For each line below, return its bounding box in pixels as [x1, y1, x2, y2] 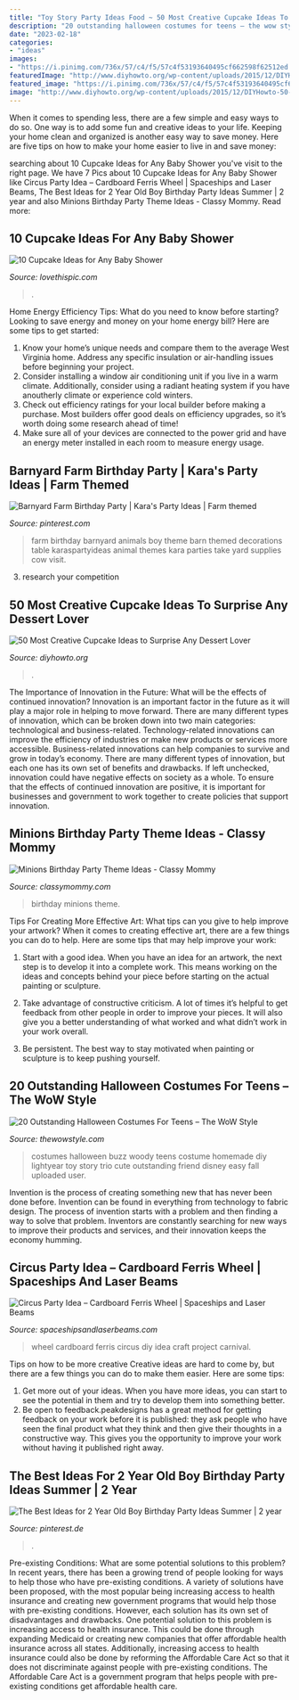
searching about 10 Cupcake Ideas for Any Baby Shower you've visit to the [9, 158, 283, 168]
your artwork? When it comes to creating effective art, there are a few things [9, 924, 290, 936]
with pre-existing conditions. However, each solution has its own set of [9, 1606, 269, 1616]
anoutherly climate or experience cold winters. [21, 390, 193, 401]
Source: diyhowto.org [9, 652, 89, 662]
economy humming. [9, 1234, 83, 1244]
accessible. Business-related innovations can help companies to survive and [9, 743, 290, 754]
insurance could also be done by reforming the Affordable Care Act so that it [9, 1653, 290, 1663]
